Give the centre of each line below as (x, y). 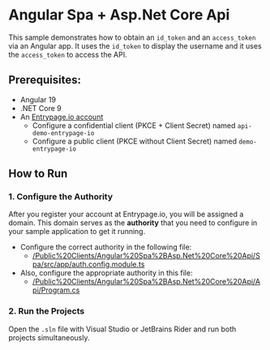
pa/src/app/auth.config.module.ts (88, 264)
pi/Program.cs (56, 290)
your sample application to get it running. (77, 232)
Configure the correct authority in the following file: (106, 247)
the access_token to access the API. (68, 54)
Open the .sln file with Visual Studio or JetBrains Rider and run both (122, 329)
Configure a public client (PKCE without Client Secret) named (135, 141)
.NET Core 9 (41, 108)
